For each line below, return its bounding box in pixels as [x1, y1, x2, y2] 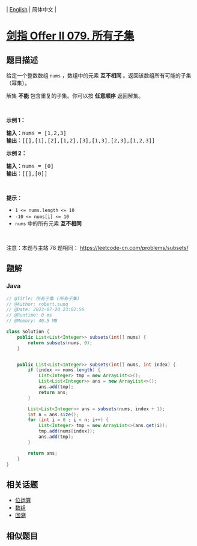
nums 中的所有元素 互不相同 [14, 220, 82, 227]
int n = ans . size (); [28, 411, 79, 417]
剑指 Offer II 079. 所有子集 [6, 29, 135, 43]
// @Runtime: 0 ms [6, 312, 52, 318]
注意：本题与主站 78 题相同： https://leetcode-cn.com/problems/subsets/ [6, 244, 189, 251]
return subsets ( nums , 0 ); [28, 339, 93, 346]
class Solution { [6, 329, 50, 335]
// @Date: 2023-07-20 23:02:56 [6, 306, 85, 313]
